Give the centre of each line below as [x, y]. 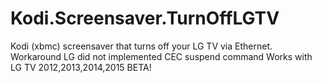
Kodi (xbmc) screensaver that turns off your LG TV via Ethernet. [141, 46]
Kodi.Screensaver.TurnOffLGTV [145, 18]
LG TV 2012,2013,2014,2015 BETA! [81, 67]
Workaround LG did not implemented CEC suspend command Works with [161, 56]
